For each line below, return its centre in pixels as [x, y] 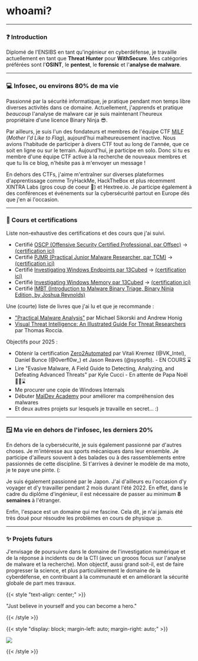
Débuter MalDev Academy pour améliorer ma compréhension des [94, 396]
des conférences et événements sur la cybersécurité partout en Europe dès [98, 193]
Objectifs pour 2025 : [32, 342]
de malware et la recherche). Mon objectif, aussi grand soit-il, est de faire [95, 564]
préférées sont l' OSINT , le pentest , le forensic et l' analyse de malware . [94, 65]
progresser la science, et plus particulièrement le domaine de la [83, 571]
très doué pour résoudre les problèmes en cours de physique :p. [84, 518]
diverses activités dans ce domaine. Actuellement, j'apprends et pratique [95, 107]
